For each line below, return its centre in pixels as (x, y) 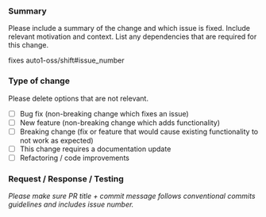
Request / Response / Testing (66, 178)
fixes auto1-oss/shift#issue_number (66, 60)
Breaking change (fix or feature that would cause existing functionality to (139, 131)
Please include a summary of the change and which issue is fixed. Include (129, 29)
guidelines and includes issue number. (71, 204)
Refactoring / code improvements (74, 158)
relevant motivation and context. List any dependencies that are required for (133, 36)
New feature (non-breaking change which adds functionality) (120, 122)
